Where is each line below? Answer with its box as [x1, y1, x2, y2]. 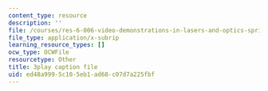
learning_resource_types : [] [8, 41, 105, 49]
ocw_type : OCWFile [8, 48, 69, 56]
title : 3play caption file [8, 63, 98, 71]
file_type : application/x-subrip [8, 33, 120, 42]
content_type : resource [8, 11, 88, 20]
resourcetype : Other [8, 56, 77, 64]
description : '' [8, 19, 62, 27]
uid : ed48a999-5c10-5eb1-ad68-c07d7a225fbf [8, 70, 156, 78]
